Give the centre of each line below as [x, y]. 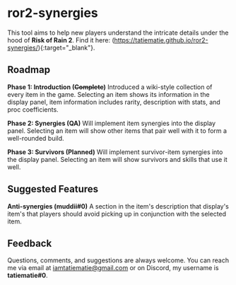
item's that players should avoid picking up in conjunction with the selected [117, 214]
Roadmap [29, 70]
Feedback [30, 243]
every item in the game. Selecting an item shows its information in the [108, 94]
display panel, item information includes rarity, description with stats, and [114, 102]
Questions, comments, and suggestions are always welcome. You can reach [118, 260]
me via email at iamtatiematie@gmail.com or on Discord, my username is [113, 268]
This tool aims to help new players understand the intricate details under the [118, 33]
